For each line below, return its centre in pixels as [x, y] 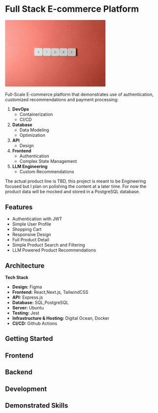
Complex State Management [48, 161]
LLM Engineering [30, 167]
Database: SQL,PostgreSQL [40, 303]
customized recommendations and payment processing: [62, 100]
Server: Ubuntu [28, 308]
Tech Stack [17, 278]
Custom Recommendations [47, 172]
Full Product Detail [31, 240]
